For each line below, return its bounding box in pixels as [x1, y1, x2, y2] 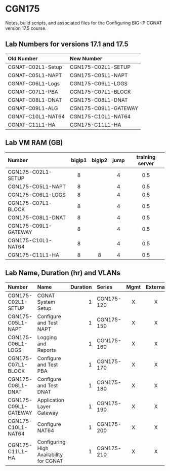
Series [97, 283, 113, 291]
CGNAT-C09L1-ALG [8, 104, 58, 112]
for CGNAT [37, 457, 63, 464]
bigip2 [92, 157, 108, 164]
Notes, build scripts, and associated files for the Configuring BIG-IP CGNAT [5, 20, 162, 26]
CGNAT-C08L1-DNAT [8, 96, 62, 103]
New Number [69, 55, 103, 62]
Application [37, 396, 65, 404]
